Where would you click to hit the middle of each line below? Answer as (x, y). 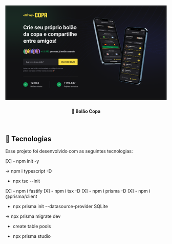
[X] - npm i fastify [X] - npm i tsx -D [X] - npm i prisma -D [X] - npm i (78, 191)
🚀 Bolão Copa (86, 111)
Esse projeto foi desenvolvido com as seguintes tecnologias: (69, 151)
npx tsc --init (26, 181)
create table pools (32, 227)
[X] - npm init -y (22, 161)
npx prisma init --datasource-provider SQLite (60, 207)
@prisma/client (21, 196)
